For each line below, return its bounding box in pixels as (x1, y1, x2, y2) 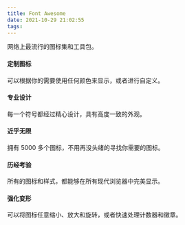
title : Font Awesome (7, 10, 67, 17)
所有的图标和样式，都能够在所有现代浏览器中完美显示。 (7, 177, 164, 186)
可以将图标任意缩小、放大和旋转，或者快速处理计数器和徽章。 (7, 211, 182, 219)
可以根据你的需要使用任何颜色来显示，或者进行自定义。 (7, 76, 164, 85)
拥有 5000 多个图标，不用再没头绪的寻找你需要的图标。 (7, 143, 164, 151)
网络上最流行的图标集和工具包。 (7, 43, 98, 51)
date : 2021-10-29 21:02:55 (7, 17, 85, 23)
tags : (7, 23, 23, 30)
